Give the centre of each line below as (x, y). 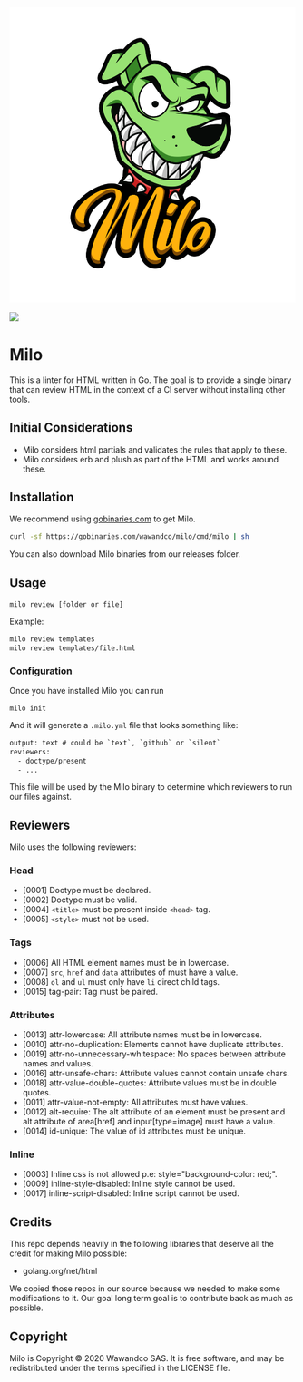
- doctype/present (53, 761)
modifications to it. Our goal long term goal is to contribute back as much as (151, 1299)
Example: (27, 622)
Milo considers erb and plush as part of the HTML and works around (151, 459)
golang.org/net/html (60, 1271)
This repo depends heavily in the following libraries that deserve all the (142, 1244)
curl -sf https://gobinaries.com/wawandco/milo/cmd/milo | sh (129, 537)
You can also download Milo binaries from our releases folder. (125, 554)
